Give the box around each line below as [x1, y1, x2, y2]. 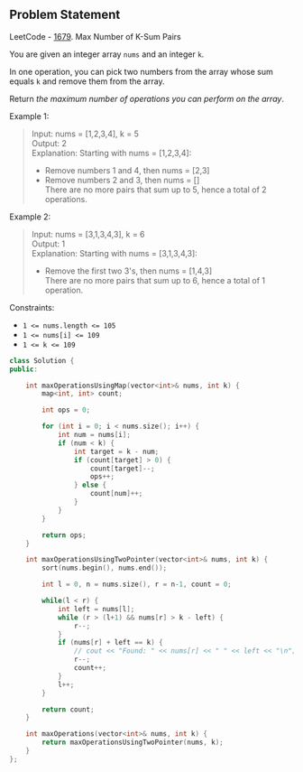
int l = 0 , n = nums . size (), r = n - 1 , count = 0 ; [41, 580, 232, 590]
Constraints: [9, 302, 55, 312]
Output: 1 [31, 238, 66, 249]
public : [9, 365, 39, 374]
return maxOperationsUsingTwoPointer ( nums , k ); [41, 738, 224, 748]
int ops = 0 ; [41, 405, 91, 414]
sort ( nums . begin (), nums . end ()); [41, 563, 168, 572]
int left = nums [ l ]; [57, 604, 135, 613]
